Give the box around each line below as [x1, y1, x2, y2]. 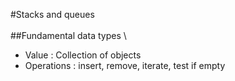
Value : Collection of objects [24, 49, 142, 61]
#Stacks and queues [10, 9, 95, 20]
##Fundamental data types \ [10, 30, 127, 41]
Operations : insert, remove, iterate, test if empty [24, 60, 226, 71]
